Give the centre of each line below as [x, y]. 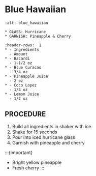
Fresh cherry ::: [28, 168]
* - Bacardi [17, 58]
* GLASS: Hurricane [25, 32]
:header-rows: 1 [23, 45]
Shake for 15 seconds [35, 132]
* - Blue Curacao [23, 67]
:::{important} [19, 152]
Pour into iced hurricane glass [43, 137]
